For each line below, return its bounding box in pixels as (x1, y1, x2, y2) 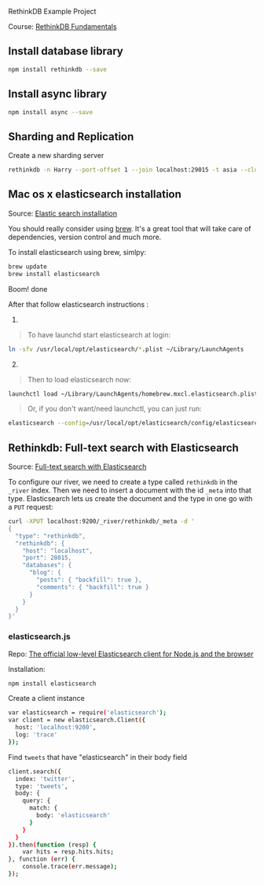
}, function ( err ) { (8, 855, 76, 864)
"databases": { (22, 562, 72, 570)
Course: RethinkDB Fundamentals (8, 22, 117, 31)
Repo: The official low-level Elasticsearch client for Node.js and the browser (8, 649, 254, 658)
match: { (28, 804, 58, 813)
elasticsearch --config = (8, 419, 90, 427)
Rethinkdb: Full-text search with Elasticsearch (8, 441, 240, 455)
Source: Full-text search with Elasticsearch (8, 462, 147, 471)
